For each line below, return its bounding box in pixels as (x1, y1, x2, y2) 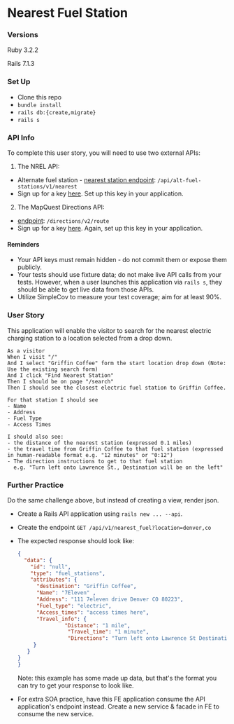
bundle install (17, 102, 62, 109)
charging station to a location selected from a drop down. (7, 334, 173, 342)
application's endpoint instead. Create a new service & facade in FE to (17, 702, 220, 711)
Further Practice (7, 480, 64, 490)
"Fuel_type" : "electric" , (36, 602, 112, 609)
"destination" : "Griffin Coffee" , (36, 583, 137, 590)
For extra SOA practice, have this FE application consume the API (17, 695, 206, 703)
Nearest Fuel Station (7, 5, 128, 21)
